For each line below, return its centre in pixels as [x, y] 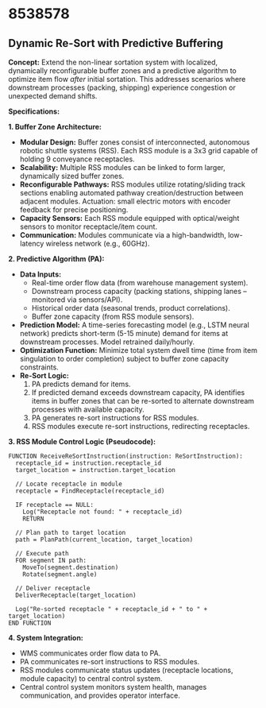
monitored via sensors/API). [77, 300]
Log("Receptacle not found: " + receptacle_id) [102, 512]
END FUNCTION [30, 623]
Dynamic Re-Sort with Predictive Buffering [116, 43]
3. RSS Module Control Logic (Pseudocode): [82, 441]
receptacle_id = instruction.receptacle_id [88, 463]
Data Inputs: [40, 274]
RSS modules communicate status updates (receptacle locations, [126, 670]
